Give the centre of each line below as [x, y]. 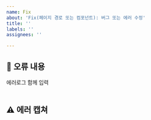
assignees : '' [24, 35]
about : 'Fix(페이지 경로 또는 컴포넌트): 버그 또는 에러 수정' [76, 18]
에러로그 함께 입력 [27, 82]
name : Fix [19, 12]
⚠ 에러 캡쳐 [27, 110]
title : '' [19, 23]
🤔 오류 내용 [26, 66]
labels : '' [20, 29]
